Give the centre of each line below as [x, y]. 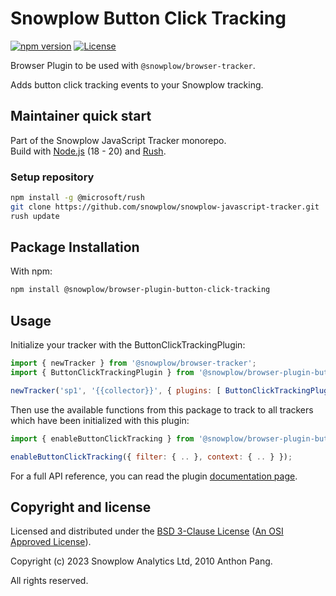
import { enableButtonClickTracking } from [102, 438]
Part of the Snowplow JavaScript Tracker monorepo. [118, 140]
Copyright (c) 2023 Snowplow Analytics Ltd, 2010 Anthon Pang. [141, 561]
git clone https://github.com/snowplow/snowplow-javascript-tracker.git [165, 207]
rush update [35, 216]
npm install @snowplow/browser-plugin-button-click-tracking [140, 290]
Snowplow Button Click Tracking [148, 18]
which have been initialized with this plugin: [100, 420]
